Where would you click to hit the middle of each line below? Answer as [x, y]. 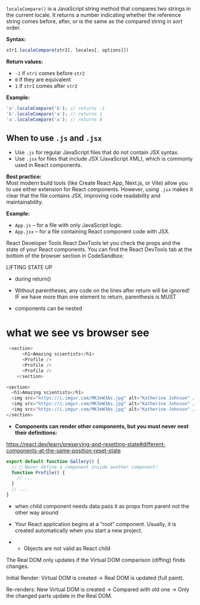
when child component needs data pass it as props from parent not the [102, 506]
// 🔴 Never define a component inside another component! [85, 467]
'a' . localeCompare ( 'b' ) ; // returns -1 [56, 108]
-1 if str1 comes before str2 [50, 73]
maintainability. [25, 202]
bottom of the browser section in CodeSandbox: [65, 256]
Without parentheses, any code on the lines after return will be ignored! [102, 291]
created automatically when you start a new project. [79, 530]
